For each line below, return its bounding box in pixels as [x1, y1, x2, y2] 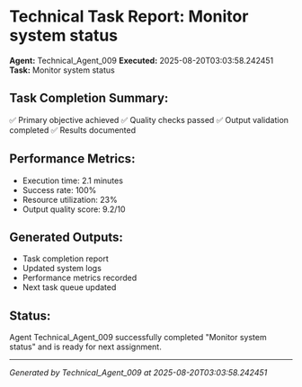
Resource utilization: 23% [22, 194, 119, 205]
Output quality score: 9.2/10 [22, 204, 126, 215]
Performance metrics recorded [22, 272, 138, 284]
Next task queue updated [22, 282, 117, 293]
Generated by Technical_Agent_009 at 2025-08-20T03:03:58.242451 [9, 367, 268, 378]
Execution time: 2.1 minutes [22, 175, 124, 186]
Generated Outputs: [9, 229, 124, 244]
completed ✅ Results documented [9, 124, 137, 136]
